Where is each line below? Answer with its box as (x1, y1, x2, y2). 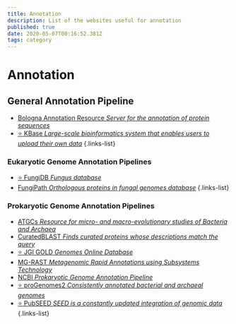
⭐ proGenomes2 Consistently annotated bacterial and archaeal (17, 280, 203, 289)
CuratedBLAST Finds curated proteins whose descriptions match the (17, 232, 218, 241)
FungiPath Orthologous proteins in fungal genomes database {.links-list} (17, 184, 230, 192)
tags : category (7, 37, 52, 44)
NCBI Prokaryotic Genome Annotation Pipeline (17, 272, 153, 281)
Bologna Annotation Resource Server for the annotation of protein (17, 114, 210, 122)
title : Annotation (7, 10, 61, 18)
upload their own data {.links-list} (17, 139, 116, 148)
